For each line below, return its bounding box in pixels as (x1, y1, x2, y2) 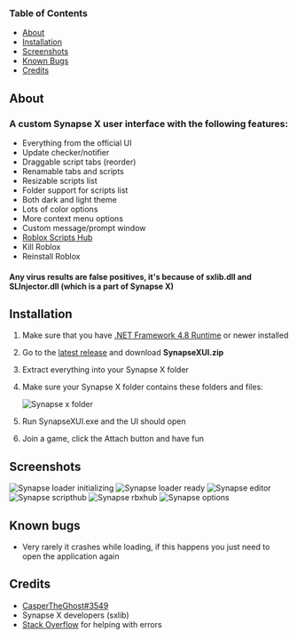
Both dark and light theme (21, 194, 117, 204)
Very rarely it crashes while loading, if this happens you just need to (21, 541, 270, 553)
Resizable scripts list (21, 175, 98, 186)
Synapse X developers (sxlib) (21, 610, 130, 620)
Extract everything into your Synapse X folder (21, 364, 189, 375)
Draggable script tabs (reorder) (21, 156, 137, 167)
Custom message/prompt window (21, 222, 146, 233)
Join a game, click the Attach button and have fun (21, 434, 204, 444)
